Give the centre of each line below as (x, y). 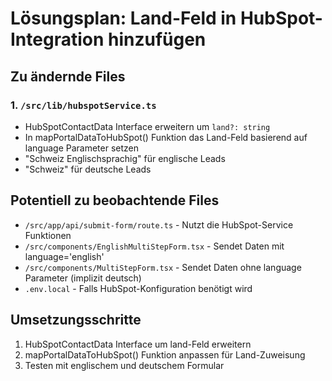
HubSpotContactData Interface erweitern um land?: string (147, 126)
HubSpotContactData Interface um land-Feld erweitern (138, 344)
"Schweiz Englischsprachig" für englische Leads (125, 158)
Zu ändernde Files (68, 76)
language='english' (64, 256)
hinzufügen (157, 39)
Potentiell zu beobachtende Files (115, 200)
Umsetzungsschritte (76, 320)
